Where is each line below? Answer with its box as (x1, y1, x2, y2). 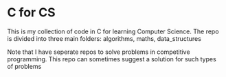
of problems (7, 62, 42, 70)
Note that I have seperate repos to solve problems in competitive (7, 48, 190, 56)
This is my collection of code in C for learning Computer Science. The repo (7, 27, 219, 35)
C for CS (7, 5, 56, 20)
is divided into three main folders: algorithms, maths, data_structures (7, 34, 201, 42)
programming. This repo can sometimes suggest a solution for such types (7, 55, 216, 63)
